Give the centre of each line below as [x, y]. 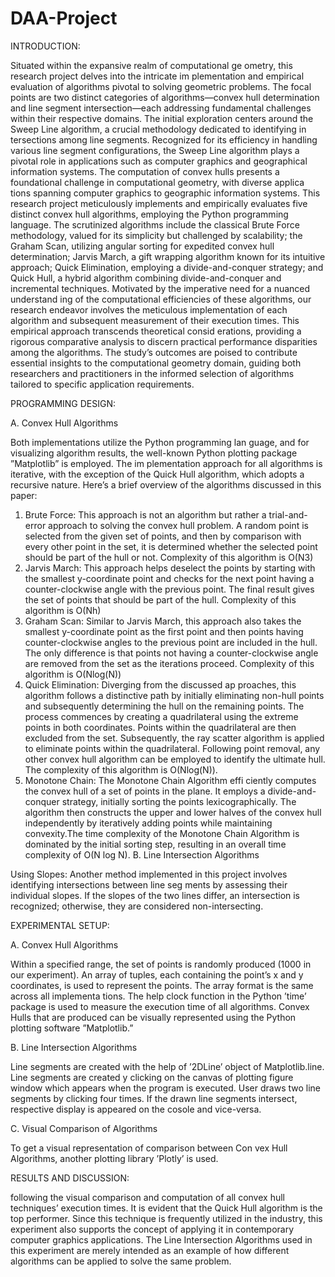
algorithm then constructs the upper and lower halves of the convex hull [173, 812]
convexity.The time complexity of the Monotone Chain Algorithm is [162, 833]
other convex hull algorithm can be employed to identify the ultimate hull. [175, 759]
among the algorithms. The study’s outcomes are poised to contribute [154, 352]
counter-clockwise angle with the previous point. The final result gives [169, 589]
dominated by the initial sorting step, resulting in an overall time [155, 844]
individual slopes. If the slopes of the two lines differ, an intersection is [155, 895]
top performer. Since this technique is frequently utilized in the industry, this [166, 1218]
